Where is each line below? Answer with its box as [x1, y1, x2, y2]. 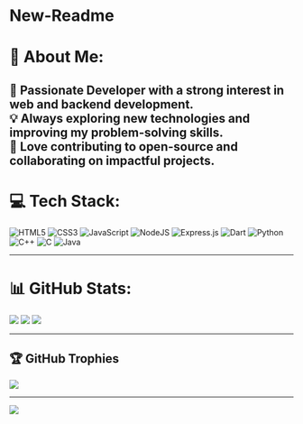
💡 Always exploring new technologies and [9, 110, 251, 126]
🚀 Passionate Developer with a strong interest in [9, 82, 285, 97]
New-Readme [9, 5, 115, 26]
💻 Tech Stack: [9, 190, 121, 211]
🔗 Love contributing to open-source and [9, 139, 239, 154]
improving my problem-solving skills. [9, 124, 224, 140]
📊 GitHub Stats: [9, 278, 133, 299]
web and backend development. [9, 97, 194, 112]
